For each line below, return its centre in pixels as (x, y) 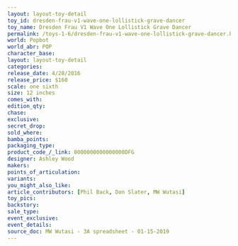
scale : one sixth (33, 86)
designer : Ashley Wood (41, 159)
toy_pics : (22, 199)
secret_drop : (27, 126)
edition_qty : (27, 106)
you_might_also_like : (39, 185)
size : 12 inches (31, 93)
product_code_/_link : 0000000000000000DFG (71, 152)
